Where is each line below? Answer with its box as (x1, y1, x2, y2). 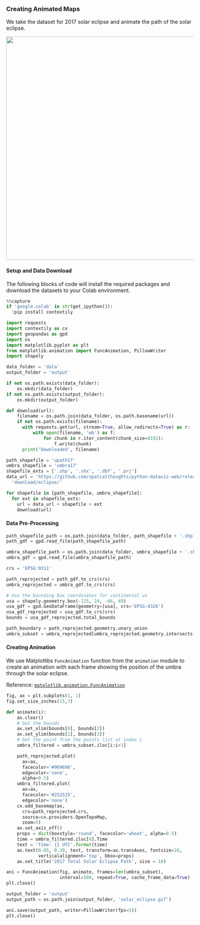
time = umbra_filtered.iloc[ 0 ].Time (17, 836, 108, 842)
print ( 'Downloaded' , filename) (21, 446, 100, 452)
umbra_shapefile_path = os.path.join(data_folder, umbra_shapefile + (6, 549, 183, 555)
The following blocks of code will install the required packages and (6, 280, 170, 287)
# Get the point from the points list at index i (17, 737, 143, 743)
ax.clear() (17, 715, 44, 721)
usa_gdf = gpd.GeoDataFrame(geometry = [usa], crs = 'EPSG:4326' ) (6, 604, 164, 610)
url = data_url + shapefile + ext (17, 501, 102, 507)
